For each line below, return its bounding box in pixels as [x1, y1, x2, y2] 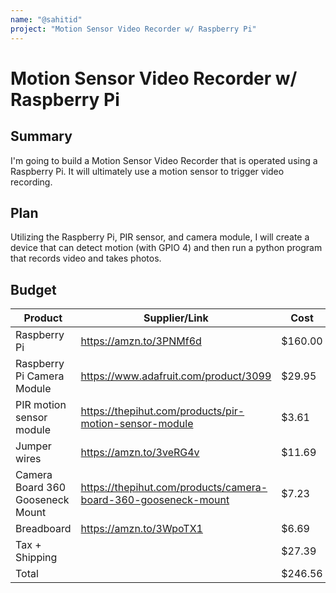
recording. [10, 176, 53, 188]
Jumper [15, 439, 52, 453]
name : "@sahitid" [10, 14, 83, 25]
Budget [10, 281, 57, 298]
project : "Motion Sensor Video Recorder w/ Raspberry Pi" [10, 24, 257, 34]
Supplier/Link [143, 311, 209, 325]
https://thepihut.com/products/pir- [80, 404, 245, 418]
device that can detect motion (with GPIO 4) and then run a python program [10, 242, 323, 254]
